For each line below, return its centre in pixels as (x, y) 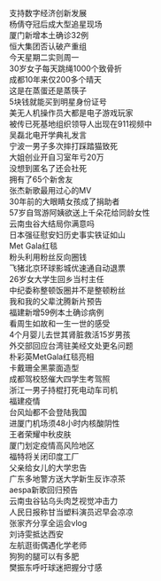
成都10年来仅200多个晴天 (55, 79)
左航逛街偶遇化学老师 (48, 545)
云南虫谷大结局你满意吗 (52, 224)
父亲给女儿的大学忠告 (48, 467)
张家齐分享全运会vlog (48, 523)
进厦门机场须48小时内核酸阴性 (65, 423)
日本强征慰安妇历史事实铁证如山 (67, 235)
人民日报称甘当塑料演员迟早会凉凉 (71, 512)
